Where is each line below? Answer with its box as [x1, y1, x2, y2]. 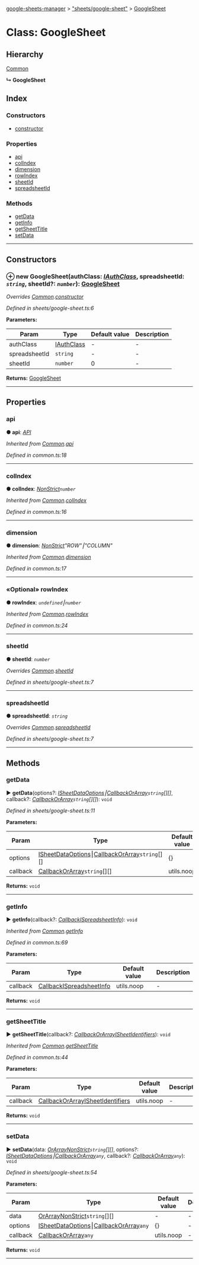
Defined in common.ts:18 [6, 451, 67, 459]
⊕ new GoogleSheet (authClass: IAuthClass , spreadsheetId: [6, 272, 185, 280]
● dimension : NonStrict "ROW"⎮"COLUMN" [6, 542, 113, 549]
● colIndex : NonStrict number [6, 485, 76, 492]
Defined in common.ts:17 [6, 565, 67, 572]
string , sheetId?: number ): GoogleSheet [6, 280, 120, 288]
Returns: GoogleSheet [6, 374, 61, 382]
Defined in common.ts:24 [6, 622, 68, 629]
